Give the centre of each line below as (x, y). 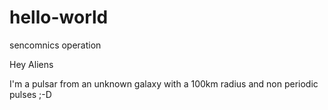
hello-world (59, 17)
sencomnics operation (55, 45)
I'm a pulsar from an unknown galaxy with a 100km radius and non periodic (164, 83)
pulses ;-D (30, 94)
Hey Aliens (31, 64)
